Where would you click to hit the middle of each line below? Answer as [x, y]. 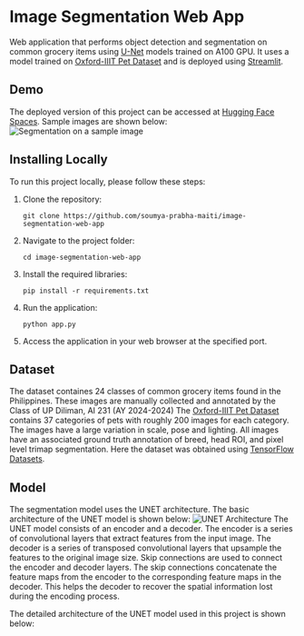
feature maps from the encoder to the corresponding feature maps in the [146, 577]
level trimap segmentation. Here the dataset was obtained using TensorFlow [152, 449]
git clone [41, 215]
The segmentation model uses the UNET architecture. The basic [129, 510]
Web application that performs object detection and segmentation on [138, 42]
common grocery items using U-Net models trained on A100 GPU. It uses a [149, 51]
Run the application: [60, 307]
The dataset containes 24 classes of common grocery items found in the [145, 392]
